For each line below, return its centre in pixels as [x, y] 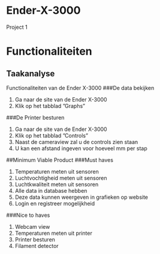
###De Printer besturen [35, 117]
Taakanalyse [31, 74]
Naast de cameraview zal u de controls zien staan [76, 142]
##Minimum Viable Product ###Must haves [60, 160]
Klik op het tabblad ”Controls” [52, 135]
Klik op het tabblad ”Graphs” [50, 106]
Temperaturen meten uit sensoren [57, 171]
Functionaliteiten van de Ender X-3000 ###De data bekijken [80, 88]
